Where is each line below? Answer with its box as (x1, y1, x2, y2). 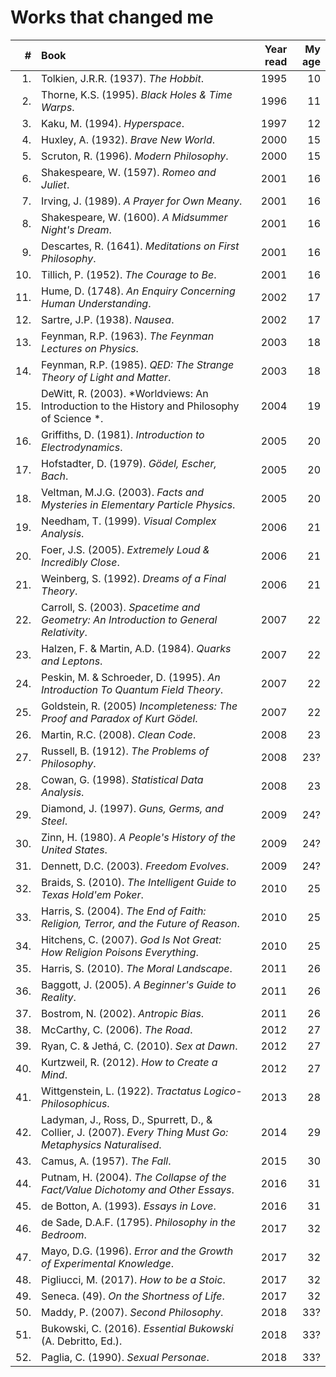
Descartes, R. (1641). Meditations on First (41, 239, 240, 253)
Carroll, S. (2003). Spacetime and (41, 600, 201, 614)
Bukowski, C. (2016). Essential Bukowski (41, 1321, 234, 1335)
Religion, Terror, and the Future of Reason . (41, 916, 240, 930)
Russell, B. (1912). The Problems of (41, 744, 210, 758)
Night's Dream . (41, 222, 112, 236)
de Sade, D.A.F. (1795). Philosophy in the (41, 1215, 237, 1229)
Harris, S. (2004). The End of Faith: (41, 904, 207, 918)
